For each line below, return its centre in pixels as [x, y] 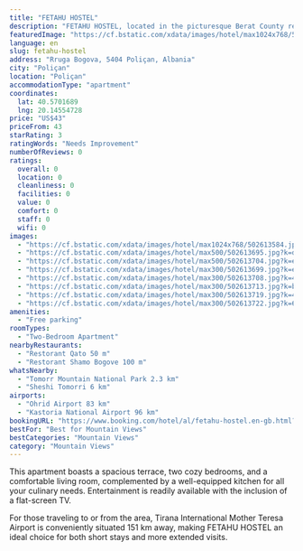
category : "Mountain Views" [62, 446]
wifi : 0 [32, 228]
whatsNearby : [34, 370]
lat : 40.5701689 [48, 102]
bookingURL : [32, 421]
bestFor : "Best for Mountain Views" [78, 429]
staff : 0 [34, 219]
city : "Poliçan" [40, 69]
